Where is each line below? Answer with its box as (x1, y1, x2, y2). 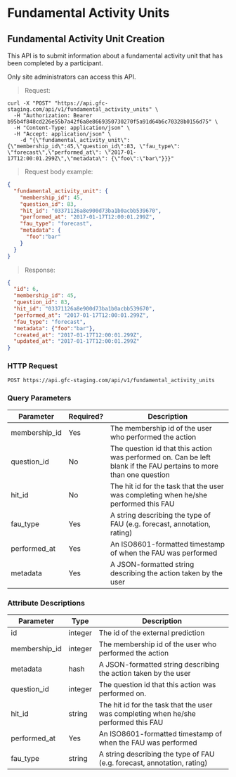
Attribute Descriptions (7, 598, 86, 608)
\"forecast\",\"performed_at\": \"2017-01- (7, 149, 137, 156)
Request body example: (24, 167, 93, 176)
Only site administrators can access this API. (7, 72, 136, 81)
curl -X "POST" (7, 100, 52, 107)
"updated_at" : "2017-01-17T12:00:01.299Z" (13, 338, 140, 345)
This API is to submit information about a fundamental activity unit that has (7, 51, 223, 60)
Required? (68, 411, 104, 421)
